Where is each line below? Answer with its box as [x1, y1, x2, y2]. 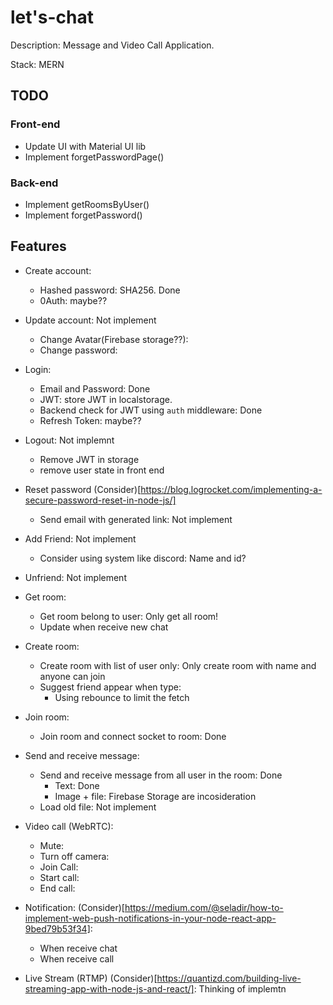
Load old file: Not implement [39, 801, 157, 813]
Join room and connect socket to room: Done [39, 730, 227, 742]
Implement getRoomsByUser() [24, 198, 150, 210]
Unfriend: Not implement [24, 571, 127, 583]
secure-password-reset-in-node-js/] [24, 494, 177, 506]
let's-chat [10, 6, 94, 29]
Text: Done [54, 779, 100, 791]
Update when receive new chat [39, 621, 169, 633]
